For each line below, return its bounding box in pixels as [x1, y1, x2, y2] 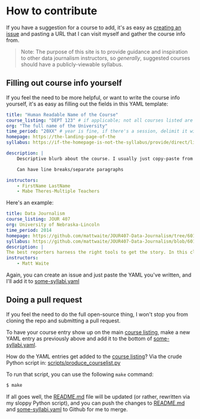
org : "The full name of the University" [6, 123, 108, 129]
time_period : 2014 [6, 227, 52, 233]
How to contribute [6, 4, 98, 18]
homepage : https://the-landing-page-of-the [6, 134, 116, 140]
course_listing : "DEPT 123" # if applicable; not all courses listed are [6, 117, 193, 123]
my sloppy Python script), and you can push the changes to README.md [6, 399, 185, 406]
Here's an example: [6, 199, 54, 206]
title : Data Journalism [6, 210, 65, 217]
